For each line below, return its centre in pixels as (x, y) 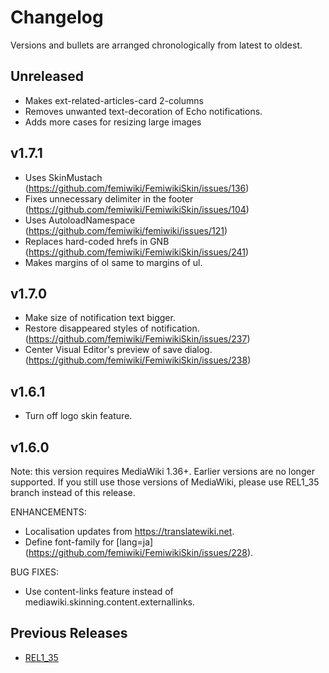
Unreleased (47, 76)
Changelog (57, 17)
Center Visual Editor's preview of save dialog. (118, 350)
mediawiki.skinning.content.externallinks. (109, 602)
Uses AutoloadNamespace (80, 220)
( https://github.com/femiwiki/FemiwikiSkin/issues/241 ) (137, 252)
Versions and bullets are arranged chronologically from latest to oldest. (156, 45)
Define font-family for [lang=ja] (89, 542)
